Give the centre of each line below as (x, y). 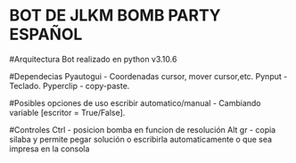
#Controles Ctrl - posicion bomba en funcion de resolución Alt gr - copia (143, 129)
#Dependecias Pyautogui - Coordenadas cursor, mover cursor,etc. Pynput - (148, 76)
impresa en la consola (49, 149)
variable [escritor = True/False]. (67, 112)
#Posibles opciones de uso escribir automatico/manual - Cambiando (135, 102)
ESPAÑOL (46, 34)
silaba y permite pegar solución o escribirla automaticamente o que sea (141, 139)
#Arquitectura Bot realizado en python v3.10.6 (93, 59)
